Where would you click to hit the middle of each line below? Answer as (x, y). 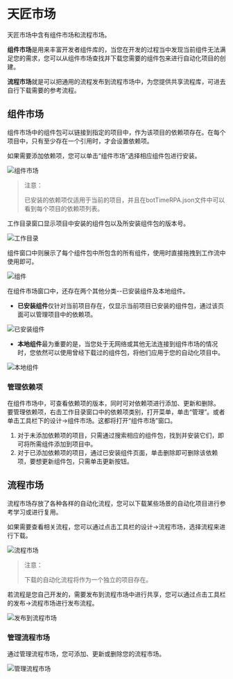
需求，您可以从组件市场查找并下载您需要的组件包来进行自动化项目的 (122, 58)
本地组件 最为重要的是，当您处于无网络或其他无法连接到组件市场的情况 (118, 343)
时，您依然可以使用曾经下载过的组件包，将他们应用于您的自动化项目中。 (120, 352)
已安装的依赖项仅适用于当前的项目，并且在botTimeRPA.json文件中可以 (124, 200)
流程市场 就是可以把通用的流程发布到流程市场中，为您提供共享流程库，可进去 (116, 81)
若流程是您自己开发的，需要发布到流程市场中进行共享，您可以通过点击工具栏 (116, 594)
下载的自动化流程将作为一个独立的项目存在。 (88, 579)
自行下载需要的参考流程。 (44, 90)
